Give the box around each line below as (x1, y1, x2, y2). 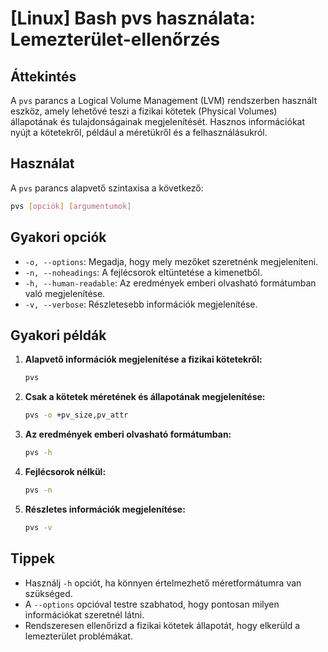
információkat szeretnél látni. (24, 608, 145, 621)
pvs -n (24, 485, 53, 495)
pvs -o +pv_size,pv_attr (24, 410, 129, 421)
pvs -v (24, 522, 53, 532)
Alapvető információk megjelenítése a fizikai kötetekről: (24, 353, 263, 366)
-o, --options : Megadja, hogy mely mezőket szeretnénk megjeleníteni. (24, 255, 319, 267)
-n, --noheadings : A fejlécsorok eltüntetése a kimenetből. (24, 266, 263, 278)
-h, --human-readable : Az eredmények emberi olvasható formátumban (24, 277, 317, 289)
